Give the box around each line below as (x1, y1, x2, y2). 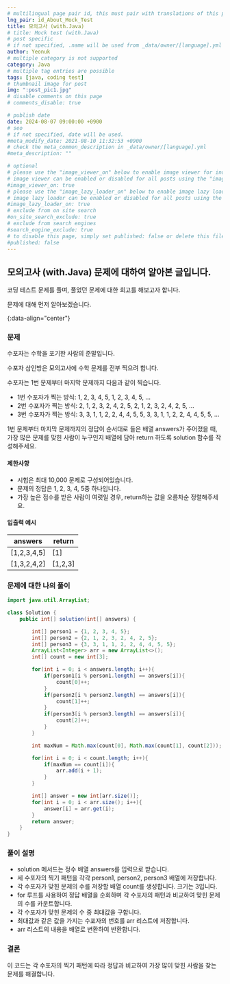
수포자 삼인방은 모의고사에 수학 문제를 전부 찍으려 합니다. (7, 364, 159, 372)
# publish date (7, 112, 51, 119)
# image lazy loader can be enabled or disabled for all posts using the (7, 194, 222, 201)
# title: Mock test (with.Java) (7, 29, 99, 36)
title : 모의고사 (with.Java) (7, 23, 84, 30)
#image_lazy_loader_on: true (7, 201, 90, 208)
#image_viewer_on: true (7, 181, 75, 189)
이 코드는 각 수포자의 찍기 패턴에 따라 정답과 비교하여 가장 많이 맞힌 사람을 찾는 (7, 961, 217, 969)
